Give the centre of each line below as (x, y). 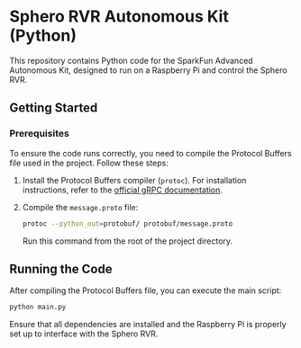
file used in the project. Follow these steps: (89, 163)
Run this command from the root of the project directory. (127, 241)
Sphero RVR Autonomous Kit (119, 17)
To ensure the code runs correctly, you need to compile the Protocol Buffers (150, 153)
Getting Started (54, 108)
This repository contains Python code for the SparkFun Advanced (132, 60)
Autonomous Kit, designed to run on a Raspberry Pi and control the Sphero (148, 70)
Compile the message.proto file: (80, 207)
